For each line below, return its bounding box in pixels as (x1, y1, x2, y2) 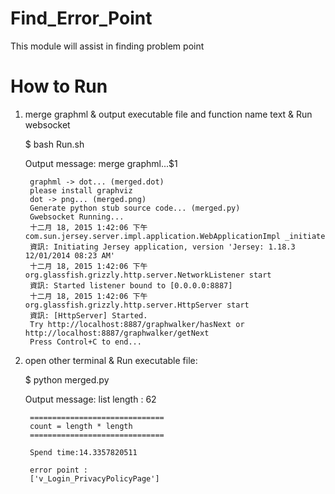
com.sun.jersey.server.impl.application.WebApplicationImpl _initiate (24, 231, 326, 241)
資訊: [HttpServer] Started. (29, 310, 148, 321)
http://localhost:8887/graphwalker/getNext (24, 328, 210, 338)
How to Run (10, 75, 108, 98)
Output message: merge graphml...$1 (24, 157, 178, 169)
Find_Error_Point (10, 7, 153, 30)
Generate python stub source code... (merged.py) (29, 203, 241, 213)
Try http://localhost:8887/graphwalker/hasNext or (29, 319, 245, 329)
